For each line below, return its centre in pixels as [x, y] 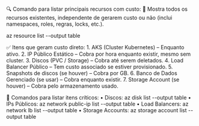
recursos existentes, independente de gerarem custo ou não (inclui [89, 18]
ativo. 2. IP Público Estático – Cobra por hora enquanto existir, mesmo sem [99, 54]
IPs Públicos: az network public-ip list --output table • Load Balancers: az [97, 104]
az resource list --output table [43, 36]
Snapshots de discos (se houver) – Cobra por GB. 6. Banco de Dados [92, 73]
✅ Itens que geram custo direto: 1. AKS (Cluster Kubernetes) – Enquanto [95, 47]
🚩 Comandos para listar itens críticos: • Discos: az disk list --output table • [99, 97]
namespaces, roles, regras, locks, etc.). [55, 24]
